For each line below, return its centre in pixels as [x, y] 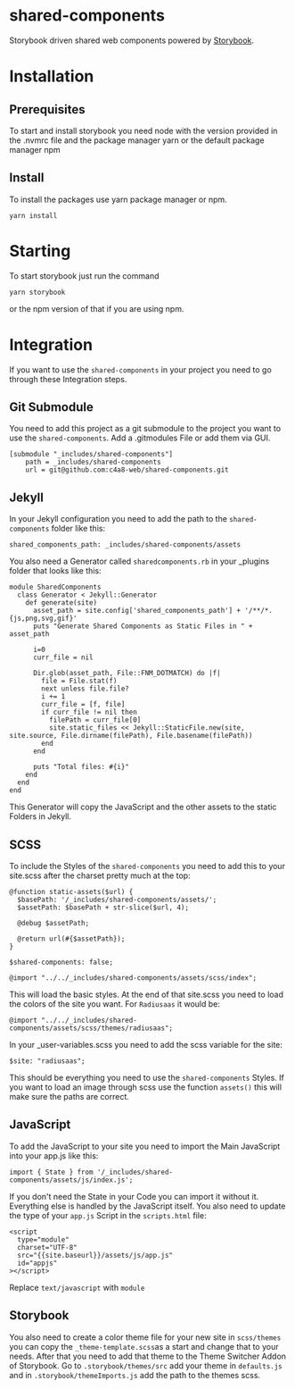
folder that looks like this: [55, 571]
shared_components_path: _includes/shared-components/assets [125, 545]
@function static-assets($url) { [71, 892]
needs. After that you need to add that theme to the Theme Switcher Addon [148, 1356]
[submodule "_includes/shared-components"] [91, 455]
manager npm [35, 149]
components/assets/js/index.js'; [71, 1180]
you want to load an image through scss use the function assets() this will [146, 1087]
